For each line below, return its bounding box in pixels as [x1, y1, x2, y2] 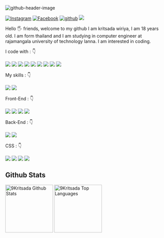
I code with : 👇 [5, 48, 36, 55]
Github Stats [5, 171, 46, 179]
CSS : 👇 [5, 143, 22, 149]
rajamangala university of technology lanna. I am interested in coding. [5, 38, 151, 44]
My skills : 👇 [5, 72, 31, 78]
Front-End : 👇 [5, 96, 34, 101]
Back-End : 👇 [5, 119, 33, 125]
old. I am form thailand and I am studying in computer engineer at [5, 33, 142, 39]
